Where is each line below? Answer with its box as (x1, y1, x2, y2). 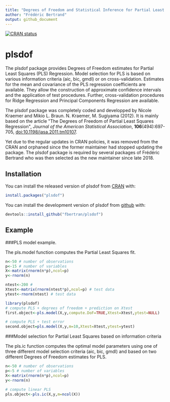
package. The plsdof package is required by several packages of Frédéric (5, 150, 160, 156)
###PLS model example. (5, 239, 57, 245)
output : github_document (5, 17, 58, 22)
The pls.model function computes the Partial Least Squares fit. (5, 249, 136, 255)
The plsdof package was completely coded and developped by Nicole (5, 107, 152, 114)
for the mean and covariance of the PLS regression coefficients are (5, 82, 146, 88)
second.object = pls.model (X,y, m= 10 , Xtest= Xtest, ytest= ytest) (5, 324, 135, 330)
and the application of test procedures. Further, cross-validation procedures (5, 92, 164, 98)
